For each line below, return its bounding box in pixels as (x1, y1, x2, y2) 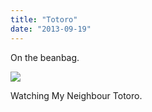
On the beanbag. (10, 51, 80, 63)
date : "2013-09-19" (10, 24, 92, 34)
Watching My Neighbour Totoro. (10, 89, 143, 101)
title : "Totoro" (10, 14, 78, 25)
